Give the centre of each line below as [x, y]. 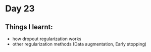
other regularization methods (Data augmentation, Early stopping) [79, 44]
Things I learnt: [29, 27]
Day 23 [20, 9]
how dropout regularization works [47, 39]
